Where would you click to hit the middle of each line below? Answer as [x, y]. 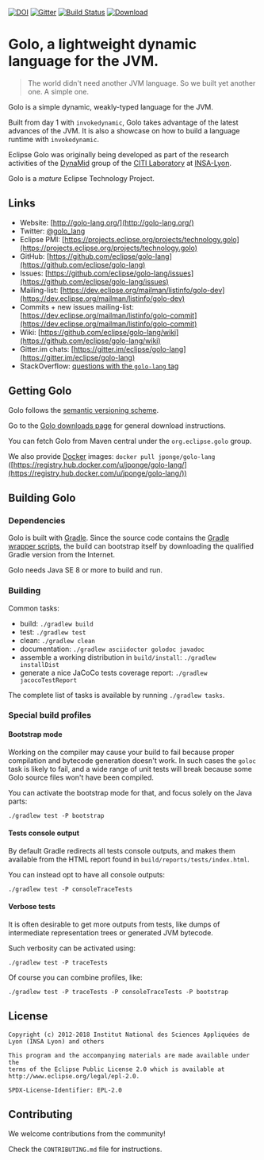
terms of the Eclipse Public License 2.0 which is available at [117, 1069]
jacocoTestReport [48, 680]
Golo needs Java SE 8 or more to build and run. [86, 570]
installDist [39, 665]
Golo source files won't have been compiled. [81, 777]
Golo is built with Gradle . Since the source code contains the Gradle [119, 538]
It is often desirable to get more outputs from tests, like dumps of [114, 924]
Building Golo [42, 497]
